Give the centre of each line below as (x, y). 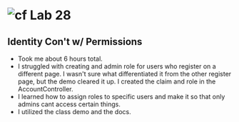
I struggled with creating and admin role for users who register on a (117, 66)
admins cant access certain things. (69, 104)
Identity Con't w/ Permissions (75, 42)
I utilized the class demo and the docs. (74, 112)
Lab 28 (50, 15)
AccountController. (45, 89)
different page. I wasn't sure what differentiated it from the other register (124, 74)
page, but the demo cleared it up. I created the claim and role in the (117, 81)
